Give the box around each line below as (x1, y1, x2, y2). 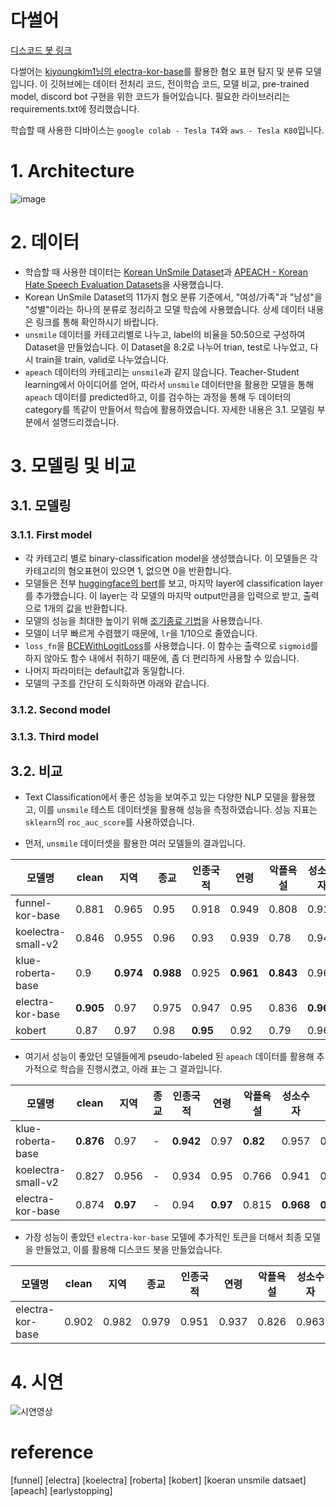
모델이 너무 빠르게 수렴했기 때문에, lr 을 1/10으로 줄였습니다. (24, 627, 258, 639)
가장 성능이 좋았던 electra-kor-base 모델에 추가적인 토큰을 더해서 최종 (24, 1231, 303, 1243)
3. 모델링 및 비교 (10, 455, 137, 477)
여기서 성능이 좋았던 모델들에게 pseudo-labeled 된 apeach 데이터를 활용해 (24, 1051, 315, 1063)
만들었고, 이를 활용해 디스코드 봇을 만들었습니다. (35, 1244, 223, 1256)
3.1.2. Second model (10, 702, 111, 716)
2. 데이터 (10, 231, 80, 254)
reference (10, 1441, 94, 1464)
